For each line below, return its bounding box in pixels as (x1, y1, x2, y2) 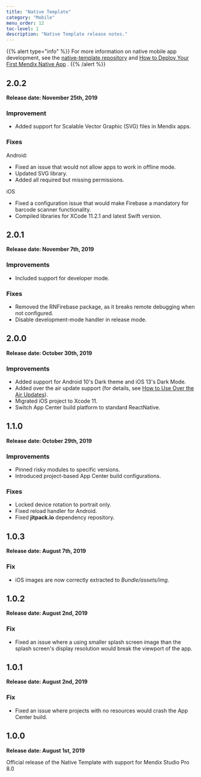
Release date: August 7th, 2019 (6, 547, 86, 555)
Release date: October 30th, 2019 (6, 349, 92, 356)
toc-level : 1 (6, 25, 39, 32)
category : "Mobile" (6, 14, 55, 20)
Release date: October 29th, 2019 (6, 437, 92, 444)
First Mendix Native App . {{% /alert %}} (6, 61, 107, 68)
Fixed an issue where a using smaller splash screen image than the (14, 638, 182, 646)
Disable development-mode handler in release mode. (14, 316, 147, 323)
